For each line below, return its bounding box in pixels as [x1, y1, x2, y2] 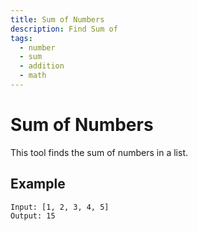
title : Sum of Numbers [10, 14, 105, 25]
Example [10, 176, 66, 193]
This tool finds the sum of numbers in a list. [10, 146, 189, 158]
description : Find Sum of [10, 24, 118, 34]
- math [19, 71, 47, 81]
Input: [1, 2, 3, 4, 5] [10, 202, 110, 212]
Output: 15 [10, 211, 56, 221]
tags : [10, 33, 33, 43]
